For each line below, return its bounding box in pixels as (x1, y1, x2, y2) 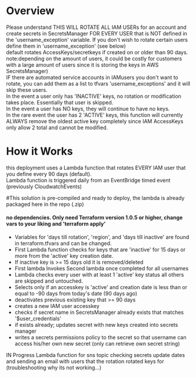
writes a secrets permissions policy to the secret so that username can (14, 334, 187, 341)
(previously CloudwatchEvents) (6, 183, 82, 190)
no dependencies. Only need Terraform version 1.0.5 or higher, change (6, 214, 183, 221)
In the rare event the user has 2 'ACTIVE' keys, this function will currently (6, 111, 184, 119)
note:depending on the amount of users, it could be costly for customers (6, 55, 182, 62)
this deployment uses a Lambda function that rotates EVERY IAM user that (6, 164, 186, 171)
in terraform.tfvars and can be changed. (14, 240, 112, 247)
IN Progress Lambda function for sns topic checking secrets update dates (6, 352, 185, 359)
